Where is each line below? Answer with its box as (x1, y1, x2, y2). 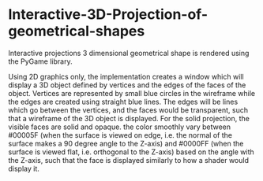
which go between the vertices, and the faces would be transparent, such (8, 105, 249, 115)
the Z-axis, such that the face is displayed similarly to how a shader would (8, 155, 249, 164)
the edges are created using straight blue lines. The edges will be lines (8, 97, 239, 106)
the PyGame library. (8, 57, 73, 66)
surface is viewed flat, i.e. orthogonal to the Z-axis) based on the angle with (8, 147, 254, 157)
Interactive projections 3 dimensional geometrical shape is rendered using (8, 48, 250, 57)
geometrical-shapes (8, 22, 145, 40)
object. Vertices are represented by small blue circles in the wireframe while (8, 88, 255, 98)
